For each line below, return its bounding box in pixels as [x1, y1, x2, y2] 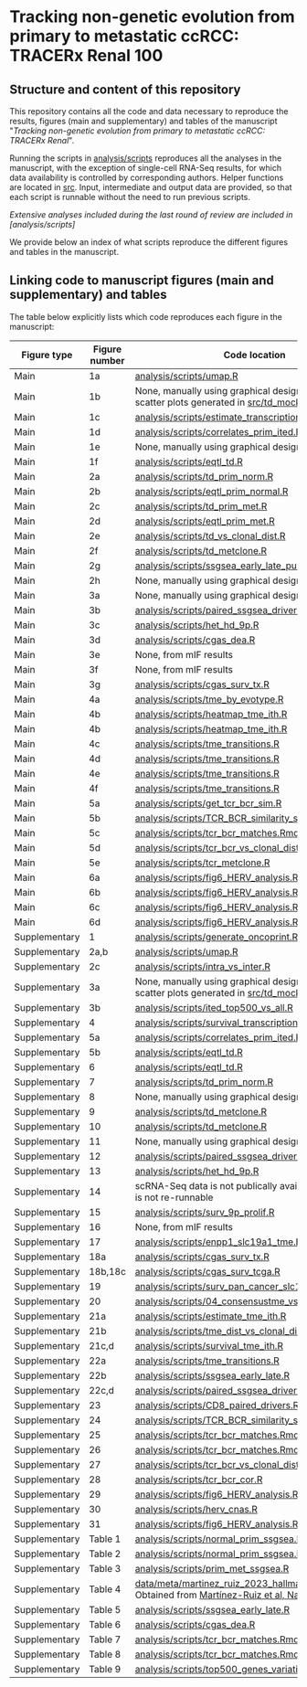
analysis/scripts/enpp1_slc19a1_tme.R [134, 1236, 302, 1248]
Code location [223, 348, 286, 361]
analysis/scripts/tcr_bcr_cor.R [134, 1473, 263, 1486]
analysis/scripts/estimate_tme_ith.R [134, 1310, 287, 1322]
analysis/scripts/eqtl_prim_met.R [134, 515, 276, 527]
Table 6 [88, 1618, 122, 1630]
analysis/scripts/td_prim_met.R [134, 500, 268, 513]
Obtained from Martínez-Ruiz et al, [134, 1588, 285, 1601]
